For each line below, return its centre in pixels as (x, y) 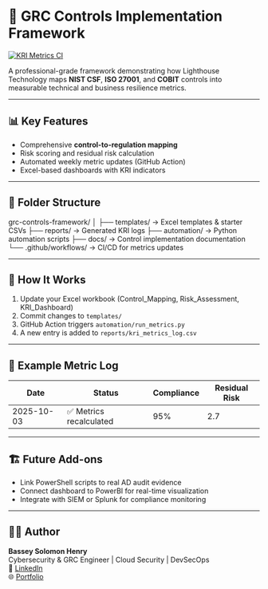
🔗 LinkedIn (26, 568)
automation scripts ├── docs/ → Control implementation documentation (127, 239)
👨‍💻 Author (34, 532)
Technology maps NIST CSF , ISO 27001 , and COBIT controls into (115, 79)
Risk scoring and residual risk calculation (87, 153)
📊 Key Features (48, 122)
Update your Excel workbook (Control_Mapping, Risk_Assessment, (129, 299)
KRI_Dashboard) (47, 307)
